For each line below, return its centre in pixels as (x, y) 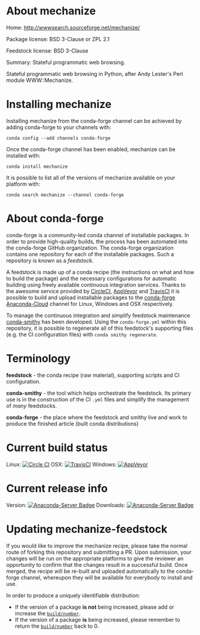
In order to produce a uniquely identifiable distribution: (73, 595)
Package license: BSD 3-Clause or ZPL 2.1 (58, 39)
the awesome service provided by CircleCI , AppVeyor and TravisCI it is (93, 291)
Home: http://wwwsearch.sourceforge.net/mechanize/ (73, 27)
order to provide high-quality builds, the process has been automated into (97, 241)
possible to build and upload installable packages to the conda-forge (91, 297)
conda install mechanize (37, 166)
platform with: (23, 184)
